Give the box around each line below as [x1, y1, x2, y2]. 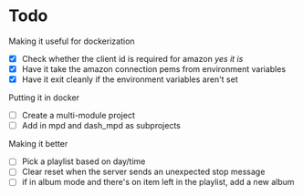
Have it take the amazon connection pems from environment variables [21, 64, 287, 74]
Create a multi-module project [21, 110, 136, 121]
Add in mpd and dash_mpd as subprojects [21, 120, 182, 131]
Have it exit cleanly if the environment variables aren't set [21, 74, 238, 85]
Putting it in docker [8, 92, 79, 103]
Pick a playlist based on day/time [21, 156, 146, 167]
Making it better [8, 139, 68, 150]
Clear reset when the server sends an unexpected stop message [21, 166, 266, 178]
